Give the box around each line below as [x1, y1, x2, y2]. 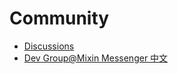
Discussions [23, 40, 75, 52]
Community [9, 7, 110, 30]
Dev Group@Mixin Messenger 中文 [23, 52, 169, 64]
